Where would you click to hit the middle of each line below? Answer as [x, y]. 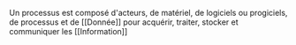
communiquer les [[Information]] [68, 31]
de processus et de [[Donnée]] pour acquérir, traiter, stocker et [124, 22]
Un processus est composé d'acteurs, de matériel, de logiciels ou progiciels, [148, 13]
